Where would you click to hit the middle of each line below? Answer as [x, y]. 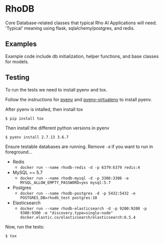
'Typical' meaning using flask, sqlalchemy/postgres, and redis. [70, 28]
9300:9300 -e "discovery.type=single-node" [67, 213]
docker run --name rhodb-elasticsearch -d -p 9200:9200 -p [84, 208]
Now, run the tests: [25, 227]
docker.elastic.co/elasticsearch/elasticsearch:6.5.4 [78, 217]
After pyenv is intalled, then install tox [44, 109]
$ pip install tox [24, 118]
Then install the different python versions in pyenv [57, 128]
